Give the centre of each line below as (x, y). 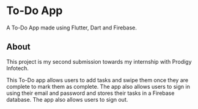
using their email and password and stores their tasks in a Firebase (90, 93)
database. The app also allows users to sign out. (67, 99)
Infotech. (18, 68)
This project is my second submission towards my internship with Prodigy (99, 61)
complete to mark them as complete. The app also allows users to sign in (98, 86)
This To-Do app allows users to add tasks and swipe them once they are (97, 80)
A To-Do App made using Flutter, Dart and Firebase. (72, 28)
